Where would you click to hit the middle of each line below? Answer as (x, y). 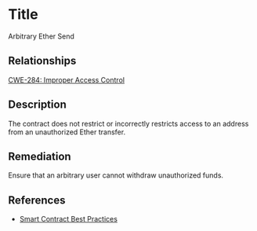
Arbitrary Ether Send (41, 36)
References (37, 200)
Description (37, 105)
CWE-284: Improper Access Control (67, 79)
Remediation (40, 156)
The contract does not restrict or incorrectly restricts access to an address (128, 123)
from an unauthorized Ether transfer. (67, 132)
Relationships (42, 61)
